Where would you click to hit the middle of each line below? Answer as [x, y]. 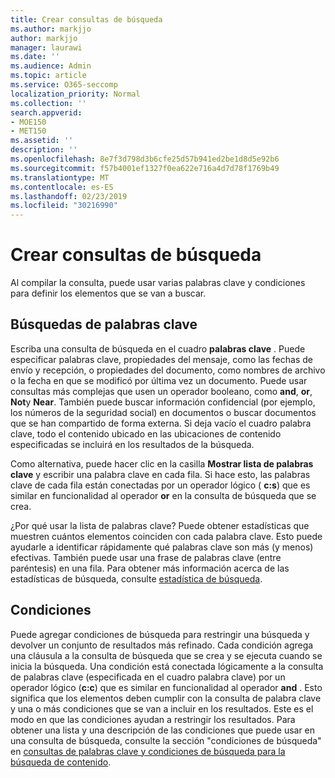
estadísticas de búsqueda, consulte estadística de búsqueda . [136, 578]
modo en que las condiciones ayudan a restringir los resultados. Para [153, 719]
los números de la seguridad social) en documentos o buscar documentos [163, 412]
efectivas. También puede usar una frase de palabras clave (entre [146, 557]
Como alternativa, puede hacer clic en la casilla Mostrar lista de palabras [162, 463]
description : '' [44, 150]
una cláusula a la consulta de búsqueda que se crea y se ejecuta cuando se [166, 655]
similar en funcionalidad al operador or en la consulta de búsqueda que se [163, 495]
